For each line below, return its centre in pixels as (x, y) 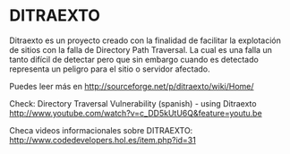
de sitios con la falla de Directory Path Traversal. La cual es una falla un (141, 49)
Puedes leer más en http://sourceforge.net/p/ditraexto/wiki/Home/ (132, 86)
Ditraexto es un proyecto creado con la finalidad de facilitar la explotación (145, 40)
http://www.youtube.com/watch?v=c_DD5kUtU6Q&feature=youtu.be (136, 113)
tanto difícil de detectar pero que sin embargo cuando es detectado (134, 59)
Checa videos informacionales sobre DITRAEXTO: (101, 130)
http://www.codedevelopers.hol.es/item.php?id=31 (103, 140)
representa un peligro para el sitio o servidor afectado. (110, 69)
